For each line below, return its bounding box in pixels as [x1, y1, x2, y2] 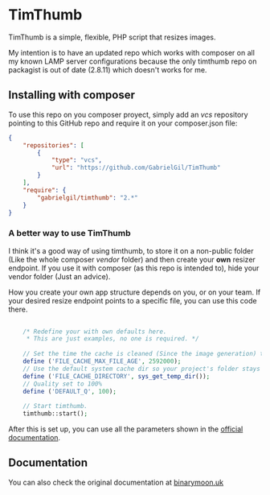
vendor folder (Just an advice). [8, 271, 111, 281]
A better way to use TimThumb [8, 228, 131, 239]
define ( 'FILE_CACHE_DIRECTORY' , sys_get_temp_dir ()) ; [22, 372, 211, 380]
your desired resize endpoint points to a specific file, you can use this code [8, 295, 257, 305]
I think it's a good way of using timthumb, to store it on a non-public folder [8, 245, 255, 255]
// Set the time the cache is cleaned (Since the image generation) [22, 350, 257, 358]
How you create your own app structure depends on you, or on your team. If [8, 287, 261, 297]
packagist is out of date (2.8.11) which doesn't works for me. [8, 64, 207, 74]
